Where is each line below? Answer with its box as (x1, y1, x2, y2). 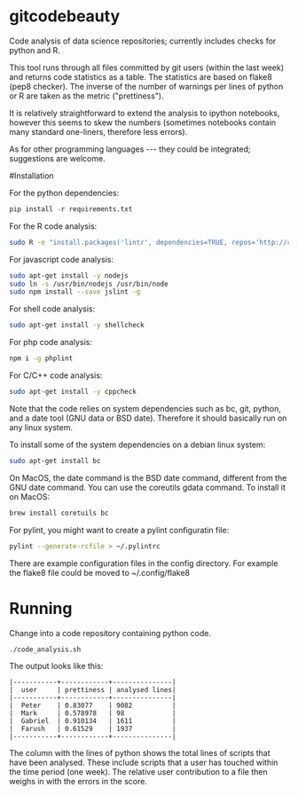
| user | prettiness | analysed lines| (9, 685, 176, 694)
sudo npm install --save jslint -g (9, 287, 141, 296)
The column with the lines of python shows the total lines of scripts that (9, 747, 271, 758)
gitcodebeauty (9, 6, 121, 27)
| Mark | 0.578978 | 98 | (9, 708, 176, 718)
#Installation (9, 170, 55, 181)
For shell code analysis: (9, 303, 96, 314)
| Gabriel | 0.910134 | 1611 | (9, 716, 176, 725)
